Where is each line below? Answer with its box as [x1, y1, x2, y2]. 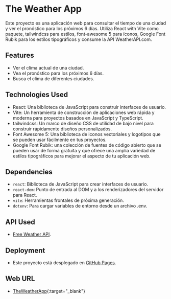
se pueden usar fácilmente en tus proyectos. [12, 136, 107, 143]
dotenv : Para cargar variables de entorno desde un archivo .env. [12, 203, 148, 209]
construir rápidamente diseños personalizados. [12, 126, 112, 132]
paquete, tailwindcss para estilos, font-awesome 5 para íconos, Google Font [5, 31, 166, 37]
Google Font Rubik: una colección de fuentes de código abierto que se [12, 142, 162, 148]
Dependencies [5, 167, 53, 176]
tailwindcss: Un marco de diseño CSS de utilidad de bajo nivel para [12, 120, 154, 126]
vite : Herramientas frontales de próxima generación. [12, 197, 124, 203]
